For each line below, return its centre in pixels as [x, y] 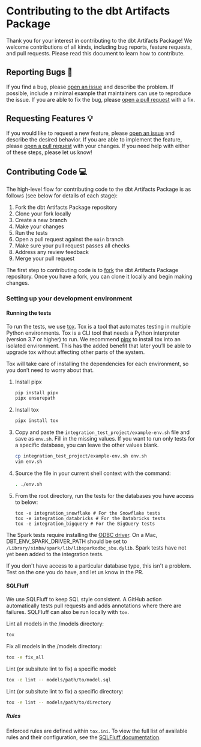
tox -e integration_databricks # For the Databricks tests [90, 518]
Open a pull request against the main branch [69, 240]
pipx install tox [37, 421]
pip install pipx [37, 392]
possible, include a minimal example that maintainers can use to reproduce [99, 93]
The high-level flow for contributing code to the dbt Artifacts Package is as [99, 189]
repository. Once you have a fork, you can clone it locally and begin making [100, 277]
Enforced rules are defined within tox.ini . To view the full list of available [97, 731]
